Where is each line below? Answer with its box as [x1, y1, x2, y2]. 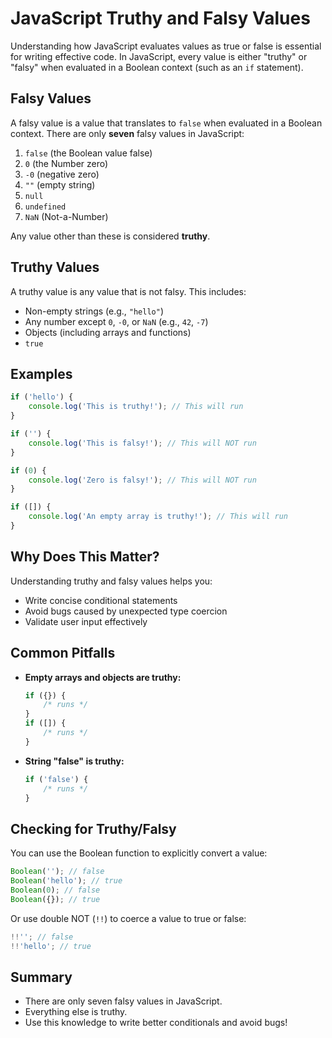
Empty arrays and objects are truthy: [24, 671, 182, 683]
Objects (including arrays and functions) [24, 326, 192, 338]
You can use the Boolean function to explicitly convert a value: [10, 847, 268, 859]
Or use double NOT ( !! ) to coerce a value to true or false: [10, 912, 247, 924]
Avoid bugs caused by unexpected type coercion [24, 605, 228, 617]
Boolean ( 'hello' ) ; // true [10, 876, 123, 886]
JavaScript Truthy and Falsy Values [10, 7, 311, 30]
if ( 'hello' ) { [10, 392, 74, 402]
